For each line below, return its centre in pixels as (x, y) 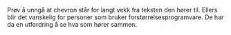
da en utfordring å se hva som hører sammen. (72, 24)
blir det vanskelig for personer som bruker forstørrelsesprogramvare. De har (115, 17)
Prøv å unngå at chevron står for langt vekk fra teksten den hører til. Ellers (112, 10)
